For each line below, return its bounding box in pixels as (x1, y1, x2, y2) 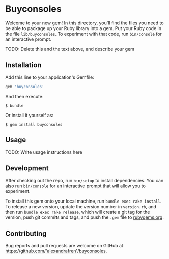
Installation (5, 61, 42, 69)
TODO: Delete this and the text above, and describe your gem (5, 46, 135, 52)
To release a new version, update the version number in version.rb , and (5, 204, 157, 210)
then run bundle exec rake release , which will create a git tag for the (5, 209, 150, 215)
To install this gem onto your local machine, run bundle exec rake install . (5, 198, 162, 204)
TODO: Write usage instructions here (5, 149, 82, 155)
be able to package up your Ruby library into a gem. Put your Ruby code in (5, 25, 162, 31)
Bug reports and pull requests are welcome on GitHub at (5, 243, 124, 249)
